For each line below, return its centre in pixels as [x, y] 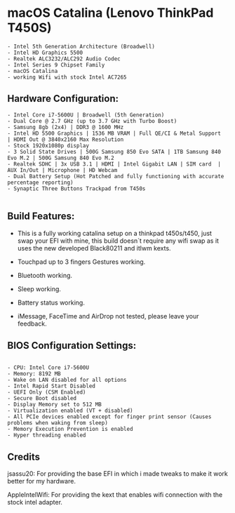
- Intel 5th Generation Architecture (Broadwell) [81, 46]
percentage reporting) [40, 182]
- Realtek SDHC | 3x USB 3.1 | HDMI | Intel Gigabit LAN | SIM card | [114, 164]
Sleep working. [39, 288]
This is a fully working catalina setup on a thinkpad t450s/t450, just [115, 233]
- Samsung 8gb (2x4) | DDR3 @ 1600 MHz [66, 127]
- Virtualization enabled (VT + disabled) [70, 411]
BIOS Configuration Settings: [72, 345]
